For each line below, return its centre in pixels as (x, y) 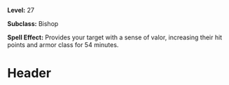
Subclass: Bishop (33, 24)
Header (29, 73)
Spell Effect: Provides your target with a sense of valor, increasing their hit (115, 37)
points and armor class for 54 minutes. (63, 45)
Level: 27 (21, 10)
